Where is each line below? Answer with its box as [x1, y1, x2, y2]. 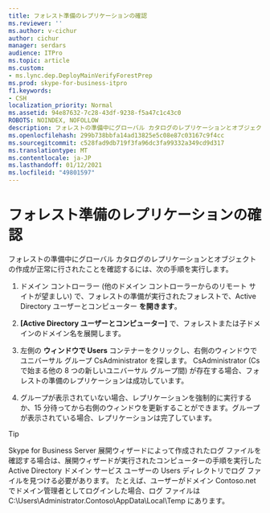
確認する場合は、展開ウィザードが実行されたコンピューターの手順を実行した [8, 455, 262, 465]
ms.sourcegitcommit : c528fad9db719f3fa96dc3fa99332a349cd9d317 [8, 138, 225, 147]
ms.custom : [8, 64, 45, 72]
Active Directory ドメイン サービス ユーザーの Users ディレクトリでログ [8, 466, 246, 475]
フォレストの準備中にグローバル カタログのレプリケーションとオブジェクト [8, 254, 257, 264]
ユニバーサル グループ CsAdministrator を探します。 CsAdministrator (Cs [19, 355, 260, 365]
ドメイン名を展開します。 [41, 328, 126, 338]
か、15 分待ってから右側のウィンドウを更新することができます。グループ [19, 403, 260, 412]
